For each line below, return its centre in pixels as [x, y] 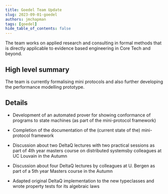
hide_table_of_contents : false [38, 29]
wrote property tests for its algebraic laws [56, 186]
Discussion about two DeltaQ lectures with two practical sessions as [83, 145]
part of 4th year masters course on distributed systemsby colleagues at [87, 150]
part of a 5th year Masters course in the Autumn [63, 171]
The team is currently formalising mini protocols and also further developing [84, 82]
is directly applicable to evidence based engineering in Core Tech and [78, 48]
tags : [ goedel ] [21, 24]
